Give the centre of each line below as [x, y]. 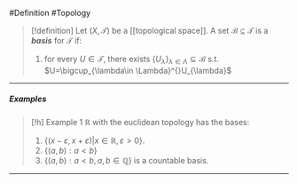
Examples [28, 99]
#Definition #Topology [50, 13]
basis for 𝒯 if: [56, 40]
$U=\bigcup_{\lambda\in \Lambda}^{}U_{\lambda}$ [138, 70]
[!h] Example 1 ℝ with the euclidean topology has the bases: [140, 122]
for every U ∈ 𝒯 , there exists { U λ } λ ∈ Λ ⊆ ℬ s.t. [131, 60]
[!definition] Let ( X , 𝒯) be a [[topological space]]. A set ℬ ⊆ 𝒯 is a [149, 31]
